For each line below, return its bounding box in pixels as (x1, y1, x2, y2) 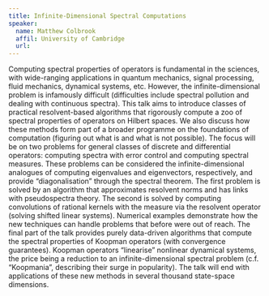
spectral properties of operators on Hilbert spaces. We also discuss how (8, 116, 250, 126)
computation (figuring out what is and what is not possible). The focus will (8, 133, 256, 143)
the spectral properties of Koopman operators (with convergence (8, 237, 226, 247)
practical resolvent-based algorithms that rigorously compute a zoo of (8, 107, 243, 118)
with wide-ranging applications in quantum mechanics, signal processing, (8, 73, 254, 83)
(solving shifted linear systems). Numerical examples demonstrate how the (8, 211, 258, 221)
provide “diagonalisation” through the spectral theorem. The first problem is (8, 176, 261, 187)
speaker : (8, 19, 38, 28)
